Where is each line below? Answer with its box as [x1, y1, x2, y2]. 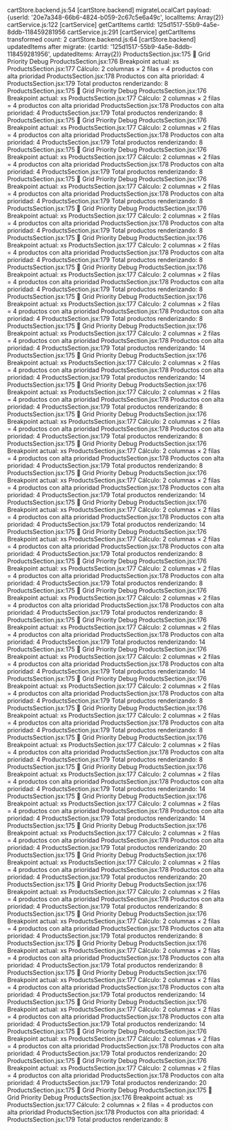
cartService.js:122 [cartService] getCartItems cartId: [7, 21, 156, 28]
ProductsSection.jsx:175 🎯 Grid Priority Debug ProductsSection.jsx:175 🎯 [7, 1086, 212, 1094]
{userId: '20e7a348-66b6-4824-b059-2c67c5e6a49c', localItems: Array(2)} [7, 13, 224, 21]
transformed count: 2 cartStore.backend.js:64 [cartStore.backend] [7, 35, 197, 44]
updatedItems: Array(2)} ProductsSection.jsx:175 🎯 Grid [52, 50, 210, 58]
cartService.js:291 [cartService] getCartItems [67, 28, 196, 36]
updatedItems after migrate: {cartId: [7, 43, 109, 50]
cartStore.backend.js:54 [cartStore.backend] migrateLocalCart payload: [7, 6, 212, 14]
